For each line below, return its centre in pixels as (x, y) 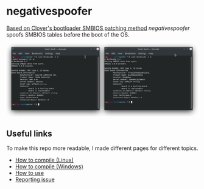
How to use (30, 173)
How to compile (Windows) (49, 166)
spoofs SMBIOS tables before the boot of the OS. (68, 34)
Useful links (30, 133)
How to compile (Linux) (44, 160)
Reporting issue (35, 180)
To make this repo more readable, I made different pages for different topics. (102, 148)
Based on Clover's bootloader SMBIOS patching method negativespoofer (98, 28)
